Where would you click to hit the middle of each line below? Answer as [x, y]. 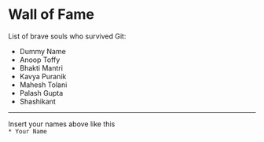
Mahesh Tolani [43, 85]
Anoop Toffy [40, 60]
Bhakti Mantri [41, 67]
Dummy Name [43, 51]
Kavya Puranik [43, 76]
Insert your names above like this [62, 124]
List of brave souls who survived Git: [67, 36]
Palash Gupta [41, 93]
